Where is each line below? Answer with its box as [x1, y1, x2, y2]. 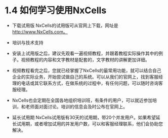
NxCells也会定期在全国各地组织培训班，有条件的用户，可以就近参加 [12, 97, 153, 103]
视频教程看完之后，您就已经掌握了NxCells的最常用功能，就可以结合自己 [12, 67, 161, 74]
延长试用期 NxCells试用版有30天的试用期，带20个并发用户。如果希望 [12, 114, 156, 120]
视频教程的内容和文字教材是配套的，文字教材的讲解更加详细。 [21, 56, 150, 62]
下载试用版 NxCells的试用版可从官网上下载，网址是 [12, 22, 118, 28]
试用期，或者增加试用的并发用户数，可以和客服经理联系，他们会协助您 [16, 120, 163, 127]
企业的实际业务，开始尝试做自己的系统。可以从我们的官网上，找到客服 [12, 74, 159, 80]
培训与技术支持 [12, 39, 44, 46]
